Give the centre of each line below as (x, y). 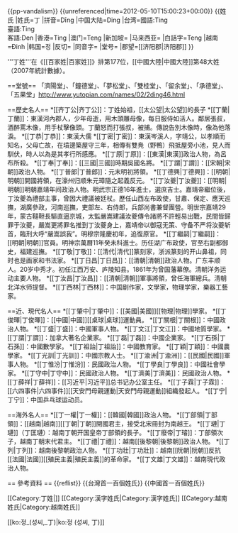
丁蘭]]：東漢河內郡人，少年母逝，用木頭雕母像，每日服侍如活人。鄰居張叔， (118, 119)
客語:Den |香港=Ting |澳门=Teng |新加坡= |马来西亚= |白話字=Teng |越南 (113, 38)
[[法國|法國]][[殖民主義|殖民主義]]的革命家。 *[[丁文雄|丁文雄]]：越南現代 (113, 459)
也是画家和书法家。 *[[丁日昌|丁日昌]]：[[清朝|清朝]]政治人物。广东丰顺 (117, 260)
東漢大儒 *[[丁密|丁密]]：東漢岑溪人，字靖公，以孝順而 (146, 136)
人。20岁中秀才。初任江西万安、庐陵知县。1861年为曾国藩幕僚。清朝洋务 (114, 269)
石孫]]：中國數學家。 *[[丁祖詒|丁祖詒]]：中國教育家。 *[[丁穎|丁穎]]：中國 (116, 346)
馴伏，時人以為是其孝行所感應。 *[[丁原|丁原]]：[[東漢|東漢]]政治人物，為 (114, 154)
